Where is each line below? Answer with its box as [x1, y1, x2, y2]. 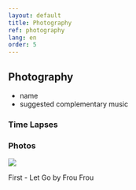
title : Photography [8, 19, 72, 27]
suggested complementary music [19, 99, 128, 109]
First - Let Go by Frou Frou [8, 173, 94, 182]
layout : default [8, 11, 61, 20]
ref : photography [8, 26, 65, 34]
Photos [8, 140, 36, 151]
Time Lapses [8, 119, 59, 130]
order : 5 [8, 41, 37, 49]
